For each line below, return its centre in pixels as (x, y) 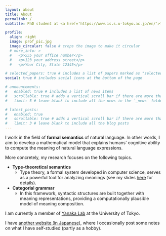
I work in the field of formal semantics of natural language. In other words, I (83, 137)
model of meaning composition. (52, 204)
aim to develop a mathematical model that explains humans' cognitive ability (83, 143)
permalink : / (19, 19)
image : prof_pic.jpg (31, 42)
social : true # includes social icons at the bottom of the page (74, 78)
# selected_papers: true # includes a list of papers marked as (73, 74)
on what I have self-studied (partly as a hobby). (53, 228)
